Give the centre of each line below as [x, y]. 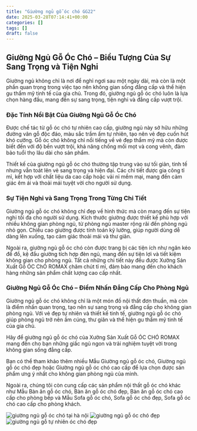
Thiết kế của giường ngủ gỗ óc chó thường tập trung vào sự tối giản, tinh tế [97, 164]
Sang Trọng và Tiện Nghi [52, 66]
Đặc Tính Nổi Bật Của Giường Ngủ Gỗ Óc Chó [71, 114]
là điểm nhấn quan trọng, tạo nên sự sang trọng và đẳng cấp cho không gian [99, 307]
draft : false [22, 34]
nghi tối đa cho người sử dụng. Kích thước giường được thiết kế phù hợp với [97, 217]
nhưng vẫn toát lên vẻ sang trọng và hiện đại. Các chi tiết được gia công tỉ [96, 170]
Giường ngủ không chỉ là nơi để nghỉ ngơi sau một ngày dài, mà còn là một [96, 81]
